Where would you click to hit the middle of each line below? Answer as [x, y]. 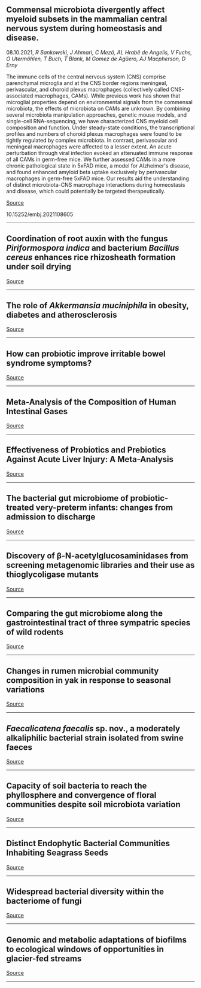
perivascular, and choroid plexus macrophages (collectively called [88, 89]
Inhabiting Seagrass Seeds [57, 853]
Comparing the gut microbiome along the [85, 613]
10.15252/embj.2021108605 [40, 214]
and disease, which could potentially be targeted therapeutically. [86, 191]
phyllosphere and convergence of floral [81, 795]
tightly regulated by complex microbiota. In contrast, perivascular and [92, 140]
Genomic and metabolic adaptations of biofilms [97, 940]
